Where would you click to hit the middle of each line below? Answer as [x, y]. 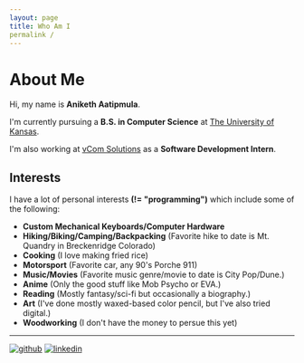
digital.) [37, 313]
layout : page [34, 18]
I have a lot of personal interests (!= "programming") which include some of [152, 199]
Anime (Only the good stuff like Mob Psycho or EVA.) [122, 284]
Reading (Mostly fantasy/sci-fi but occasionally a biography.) [137, 294]
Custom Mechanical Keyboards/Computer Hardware [123, 226]
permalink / [32, 34]
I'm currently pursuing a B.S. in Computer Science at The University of [142, 122]
